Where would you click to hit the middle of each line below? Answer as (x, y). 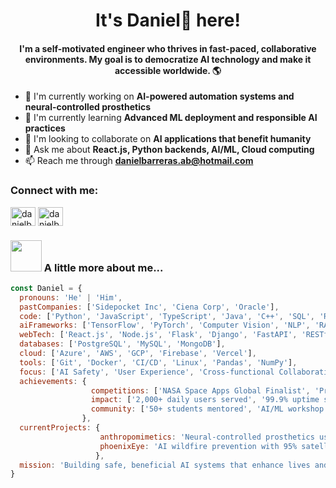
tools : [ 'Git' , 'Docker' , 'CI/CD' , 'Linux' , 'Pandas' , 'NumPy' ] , (158, 362)
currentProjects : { (60, 428)
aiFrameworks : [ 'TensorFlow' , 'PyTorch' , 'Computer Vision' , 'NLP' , (165, 325)
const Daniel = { (46, 288)
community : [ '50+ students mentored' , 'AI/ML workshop (207, 409)
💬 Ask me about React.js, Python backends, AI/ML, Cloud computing (169, 150)
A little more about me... (103, 267)
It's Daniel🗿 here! (168, 20)
